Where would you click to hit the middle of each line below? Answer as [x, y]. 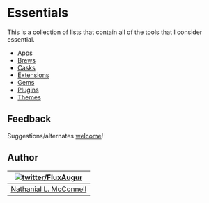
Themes [29, 97]
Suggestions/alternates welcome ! [55, 136]
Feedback [29, 119]
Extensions [33, 75]
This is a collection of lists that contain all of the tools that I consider [105, 32]
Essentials [38, 13]
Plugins [28, 90]
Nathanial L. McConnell [49, 189]
